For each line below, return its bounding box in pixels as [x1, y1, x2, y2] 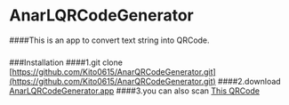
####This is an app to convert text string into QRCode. [9, 35, 211, 45]
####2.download [217, 77, 282, 87]
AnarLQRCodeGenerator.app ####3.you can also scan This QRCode [9, 85, 261, 96]
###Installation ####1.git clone [9, 57, 123, 68]
